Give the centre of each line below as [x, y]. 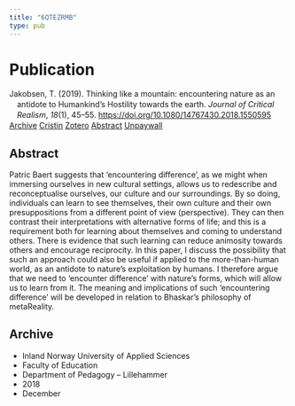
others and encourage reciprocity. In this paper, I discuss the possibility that [147, 250]
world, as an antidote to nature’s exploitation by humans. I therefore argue [144, 269]
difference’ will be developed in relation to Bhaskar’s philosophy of [130, 297]
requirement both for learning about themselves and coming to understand [146, 230]
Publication [52, 70]
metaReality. [32, 306]
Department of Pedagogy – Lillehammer [95, 374]
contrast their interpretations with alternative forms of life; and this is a [138, 222]
